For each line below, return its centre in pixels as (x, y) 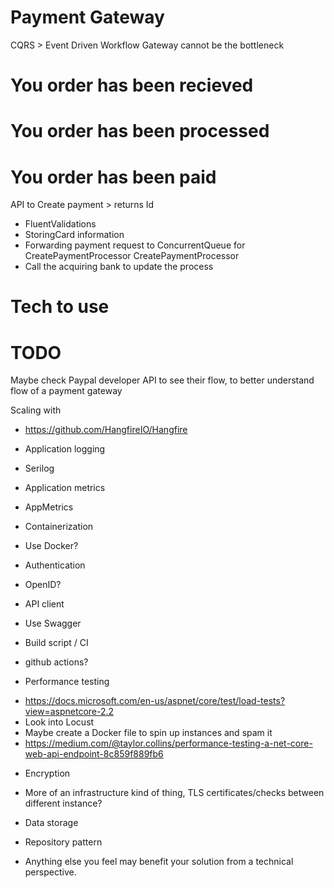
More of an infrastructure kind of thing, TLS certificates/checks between (174, 793)
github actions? (56, 662)
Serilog (39, 468)
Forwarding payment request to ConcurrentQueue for (135, 245)
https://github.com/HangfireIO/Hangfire (106, 430)
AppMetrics (49, 507)
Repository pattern (63, 842)
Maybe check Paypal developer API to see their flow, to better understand (162, 380)
